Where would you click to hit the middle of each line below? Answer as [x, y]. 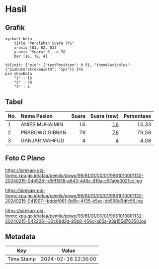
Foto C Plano [25, 158]
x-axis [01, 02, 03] [35, 48]
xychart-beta [19, 39]
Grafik [15, 28]
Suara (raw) [105, 116]
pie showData [19, 74]
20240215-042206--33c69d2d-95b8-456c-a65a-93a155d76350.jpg [76, 221]
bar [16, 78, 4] [31, 56]
